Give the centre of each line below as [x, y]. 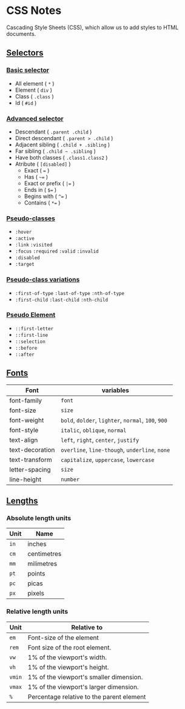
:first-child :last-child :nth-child [61, 300]
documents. [21, 33]
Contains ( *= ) [42, 202]
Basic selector [28, 70]
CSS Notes [34, 11]
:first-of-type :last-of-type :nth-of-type [69, 293]
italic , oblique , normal [93, 430]
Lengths [22, 501]
